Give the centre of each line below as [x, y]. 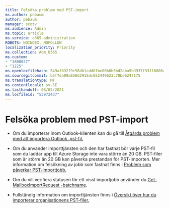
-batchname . [74, 185]
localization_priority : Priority [40, 47]
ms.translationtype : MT [30, 80]
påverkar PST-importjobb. [39, 170]
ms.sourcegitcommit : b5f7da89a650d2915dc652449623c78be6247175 [73, 76]
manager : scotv [21, 24]
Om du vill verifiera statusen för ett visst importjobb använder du [79, 180]
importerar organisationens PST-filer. [51, 200]
